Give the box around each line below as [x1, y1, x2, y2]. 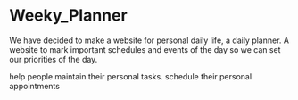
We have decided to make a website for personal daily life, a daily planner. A [9, 35, 290, 46]
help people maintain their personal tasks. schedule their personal [9, 71, 252, 81]
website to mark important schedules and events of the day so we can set [9, 44, 281, 54]
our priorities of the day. [9, 54, 98, 64]
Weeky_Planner [9, 5, 128, 26]
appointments [9, 80, 61, 91]
